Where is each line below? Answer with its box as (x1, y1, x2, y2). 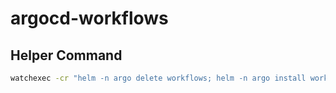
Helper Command (10, 47, 123, 64)
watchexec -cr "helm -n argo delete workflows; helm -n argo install (10, 73, 307, 83)
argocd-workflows (10, 7, 169, 30)
